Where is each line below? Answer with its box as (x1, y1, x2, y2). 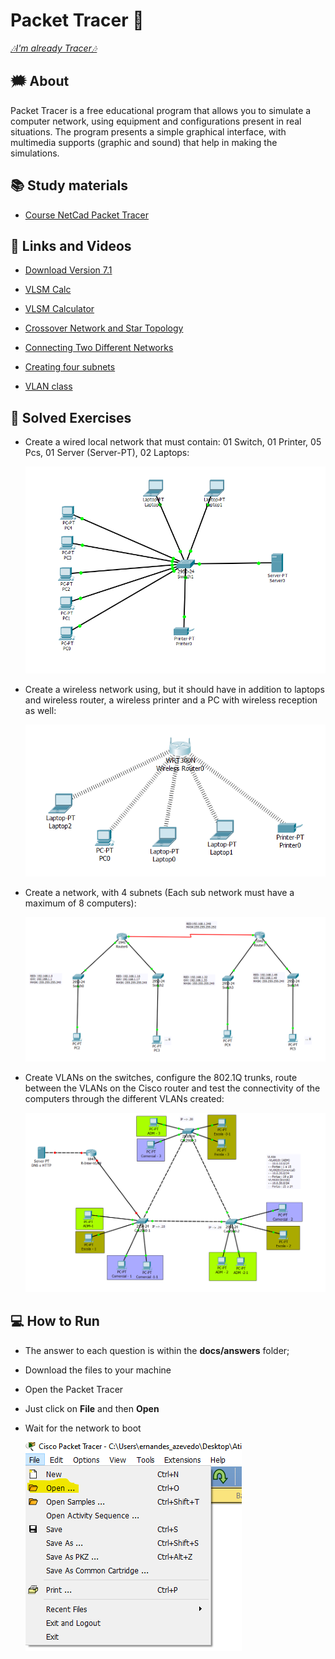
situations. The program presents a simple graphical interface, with (10, 125, 287, 138)
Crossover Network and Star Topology (24, 322, 184, 334)
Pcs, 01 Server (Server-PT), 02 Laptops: (24, 447, 190, 459)
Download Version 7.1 (24, 264, 113, 276)
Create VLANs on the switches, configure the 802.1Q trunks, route (24, 1072, 298, 1084)
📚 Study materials (10, 177, 128, 194)
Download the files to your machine (24, 1364, 172, 1376)
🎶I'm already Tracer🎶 (10, 42, 98, 54)
